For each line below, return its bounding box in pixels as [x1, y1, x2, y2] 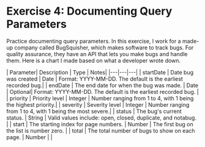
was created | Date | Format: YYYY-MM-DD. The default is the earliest [6, 75, 184, 82]
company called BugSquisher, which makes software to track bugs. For [14, 44, 194, 51]
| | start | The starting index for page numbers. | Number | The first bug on [6, 120, 194, 127]
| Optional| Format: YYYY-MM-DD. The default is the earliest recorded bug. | [6, 88, 199, 95]
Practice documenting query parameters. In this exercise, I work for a [6, 37, 181, 45]
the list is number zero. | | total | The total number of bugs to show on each [6, 127, 195, 134]
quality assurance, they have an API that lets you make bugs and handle [6, 50, 188, 57]
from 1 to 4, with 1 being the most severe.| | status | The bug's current [6, 107, 182, 115]
